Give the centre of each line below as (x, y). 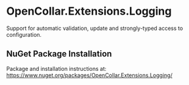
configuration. (24, 34)
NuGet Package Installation (59, 54)
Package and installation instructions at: (56, 68)
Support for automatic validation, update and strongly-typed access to (95, 28)
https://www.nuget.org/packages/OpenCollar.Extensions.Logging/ (89, 75)
